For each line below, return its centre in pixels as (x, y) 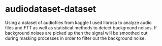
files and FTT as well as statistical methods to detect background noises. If (81, 27)
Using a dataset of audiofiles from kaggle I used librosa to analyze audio (78, 23)
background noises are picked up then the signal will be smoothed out (76, 33)
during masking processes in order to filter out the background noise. (76, 38)
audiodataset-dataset (51, 9)
